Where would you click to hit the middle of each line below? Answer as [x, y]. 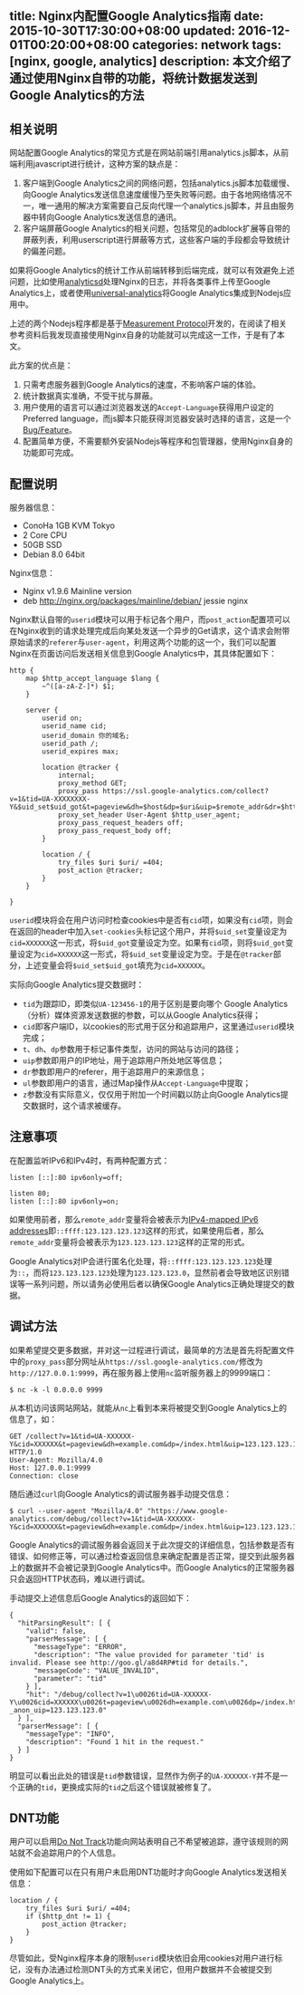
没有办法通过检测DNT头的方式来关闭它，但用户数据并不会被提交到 [148, 1970]
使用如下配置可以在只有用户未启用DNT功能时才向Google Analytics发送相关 [148, 1872]
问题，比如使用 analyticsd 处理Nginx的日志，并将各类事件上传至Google [140, 282]
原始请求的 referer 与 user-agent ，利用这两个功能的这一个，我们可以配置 [143, 642]
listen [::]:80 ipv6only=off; [66, 1177]
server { [42, 710]
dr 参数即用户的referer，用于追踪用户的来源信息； [114, 1072]
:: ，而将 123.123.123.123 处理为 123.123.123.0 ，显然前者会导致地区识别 [150, 1272]
